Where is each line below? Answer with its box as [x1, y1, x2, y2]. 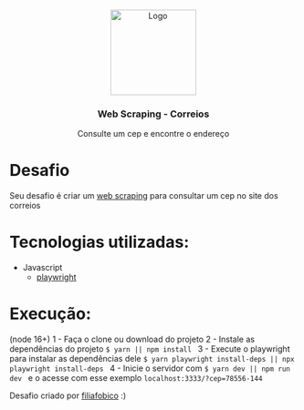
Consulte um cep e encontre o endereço [77, 128, 230, 139]
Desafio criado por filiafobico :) [9, 390, 126, 401]
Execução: [9, 303, 91, 324]
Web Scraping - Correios [97, 108, 210, 120]
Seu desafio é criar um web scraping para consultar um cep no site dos [9, 190, 278, 201]
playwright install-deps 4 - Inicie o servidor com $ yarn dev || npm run [9, 363, 290, 374]
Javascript [22, 262, 63, 273]
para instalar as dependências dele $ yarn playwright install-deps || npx [9, 354, 295, 364]
